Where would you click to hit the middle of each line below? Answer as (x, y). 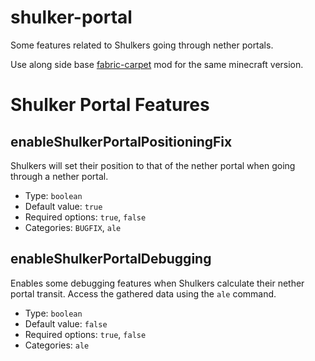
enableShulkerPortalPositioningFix (121, 141)
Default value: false (66, 323)
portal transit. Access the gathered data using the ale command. (143, 293)
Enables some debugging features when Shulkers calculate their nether (157, 283)
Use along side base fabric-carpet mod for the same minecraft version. (157, 64)
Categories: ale (57, 345)
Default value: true (63, 206)
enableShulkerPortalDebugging (111, 259)
